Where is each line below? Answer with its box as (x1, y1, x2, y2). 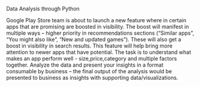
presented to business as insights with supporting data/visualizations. (6, 74, 178, 81)
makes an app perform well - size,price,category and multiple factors (6, 55, 177, 62)
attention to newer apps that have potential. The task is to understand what (6, 49, 192, 56)
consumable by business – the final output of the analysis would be (6, 68, 172, 74)
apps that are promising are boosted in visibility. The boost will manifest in (6, 23, 189, 30)
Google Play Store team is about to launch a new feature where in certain (6, 17, 187, 23)
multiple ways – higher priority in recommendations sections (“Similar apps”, (6, 29, 195, 37)
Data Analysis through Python (6, 5, 80, 12)
